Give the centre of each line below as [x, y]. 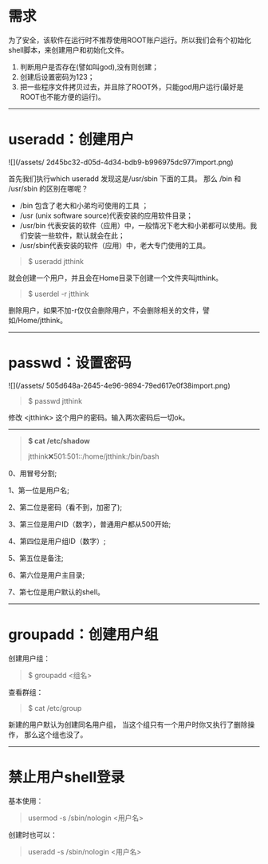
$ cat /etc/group [55, 708]
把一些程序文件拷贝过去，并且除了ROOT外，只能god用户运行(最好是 [132, 87]
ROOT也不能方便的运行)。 [62, 97]
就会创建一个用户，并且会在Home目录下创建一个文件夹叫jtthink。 [116, 278]
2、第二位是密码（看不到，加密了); [65, 507]
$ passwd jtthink [55, 400]
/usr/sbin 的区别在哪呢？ [49, 188]
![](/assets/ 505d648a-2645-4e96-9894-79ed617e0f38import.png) [119, 385]
